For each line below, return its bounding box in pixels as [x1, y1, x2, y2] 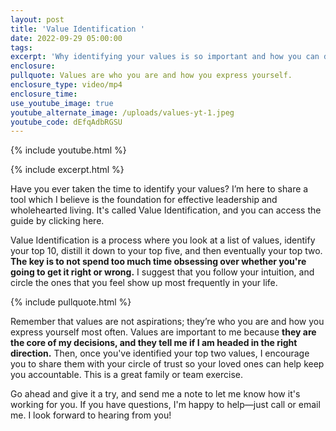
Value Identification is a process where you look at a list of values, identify [10, 234, 316, 246]
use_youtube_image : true [10, 98, 114, 108]
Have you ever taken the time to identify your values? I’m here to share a [10, 183, 309, 195]
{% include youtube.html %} [10, 144, 127, 156]
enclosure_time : [10, 89, 78, 99]
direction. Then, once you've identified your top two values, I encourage [10, 347, 310, 360]
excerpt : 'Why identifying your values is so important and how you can [10, 52, 320, 62]
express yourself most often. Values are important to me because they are [10, 326, 317, 338]
